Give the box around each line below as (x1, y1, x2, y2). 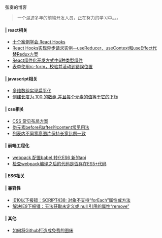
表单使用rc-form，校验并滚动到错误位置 (12, 64, 93, 70)
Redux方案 (16, 51, 38, 57)
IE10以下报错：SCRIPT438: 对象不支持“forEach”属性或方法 (12, 197, 131, 203)
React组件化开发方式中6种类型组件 (12, 57, 83, 63)
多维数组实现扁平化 (12, 88, 52, 94)
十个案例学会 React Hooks (12, 39, 65, 45)
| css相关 (5, 106, 24, 112)
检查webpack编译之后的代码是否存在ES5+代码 (12, 160, 107, 166)
